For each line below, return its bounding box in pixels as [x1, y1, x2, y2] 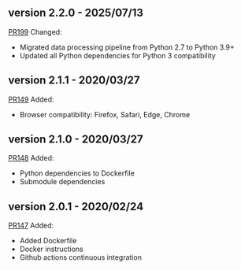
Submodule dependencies [19, 177, 106, 187]
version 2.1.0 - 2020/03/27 [8, 133, 143, 146]
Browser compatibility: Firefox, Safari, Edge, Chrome [19, 109, 191, 119]
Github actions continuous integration [19, 253, 142, 262]
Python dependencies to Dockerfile [19, 168, 135, 178]
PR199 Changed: [8, 27, 62, 36]
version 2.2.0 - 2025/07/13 [8, 6, 144, 20]
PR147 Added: [8, 220, 54, 231]
